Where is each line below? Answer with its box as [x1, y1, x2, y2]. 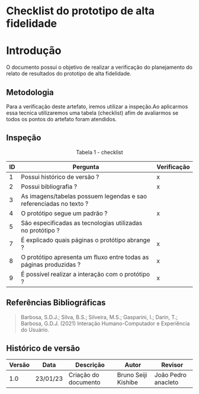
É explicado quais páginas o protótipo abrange [21, 236, 150, 244]
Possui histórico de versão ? [21, 172, 99, 181]
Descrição [75, 361, 105, 369]
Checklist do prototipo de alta [6, 4, 155, 18]
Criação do [68, 371, 99, 379]
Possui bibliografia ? [21, 182, 78, 191]
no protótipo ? [21, 226, 60, 234]
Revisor [161, 361, 184, 369]
